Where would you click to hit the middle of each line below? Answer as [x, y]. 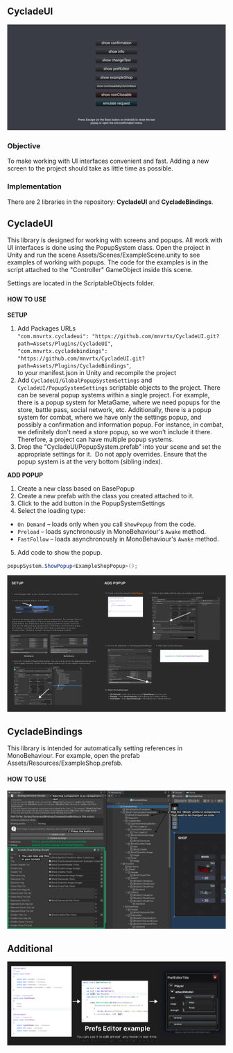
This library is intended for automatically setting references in [95, 748]
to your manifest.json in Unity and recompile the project [97, 372]
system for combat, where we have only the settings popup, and [109, 417]
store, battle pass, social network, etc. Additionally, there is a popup [114, 409]
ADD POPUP [25, 475]
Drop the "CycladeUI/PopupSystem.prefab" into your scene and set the [119, 446]
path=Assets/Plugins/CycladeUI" [64, 344]
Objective [24, 145]
